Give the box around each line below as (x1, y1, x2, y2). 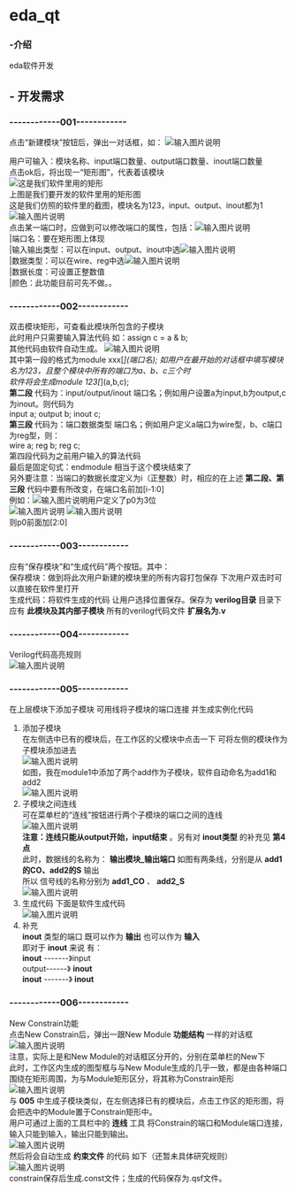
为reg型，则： (9, 430, 60, 441)
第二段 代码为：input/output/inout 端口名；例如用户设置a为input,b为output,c (9, 388, 286, 398)
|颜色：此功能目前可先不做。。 (9, 278, 117, 288)
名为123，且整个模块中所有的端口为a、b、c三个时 (9, 365, 192, 376)
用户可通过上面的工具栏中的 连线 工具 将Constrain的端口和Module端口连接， (9, 1117, 287, 1128)
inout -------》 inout (21, 974, 95, 985)
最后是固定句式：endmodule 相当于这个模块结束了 (9, 462, 193, 473)
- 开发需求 (9, 88, 65, 104)
